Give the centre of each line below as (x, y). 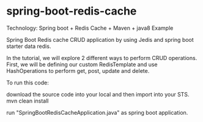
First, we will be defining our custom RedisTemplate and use (82, 64)
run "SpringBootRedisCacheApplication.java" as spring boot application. (97, 112)
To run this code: (28, 83)
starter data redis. (29, 46)
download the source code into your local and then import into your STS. (98, 94)
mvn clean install (28, 101)
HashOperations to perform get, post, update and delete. (78, 70)
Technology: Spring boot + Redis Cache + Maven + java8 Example (90, 28)
